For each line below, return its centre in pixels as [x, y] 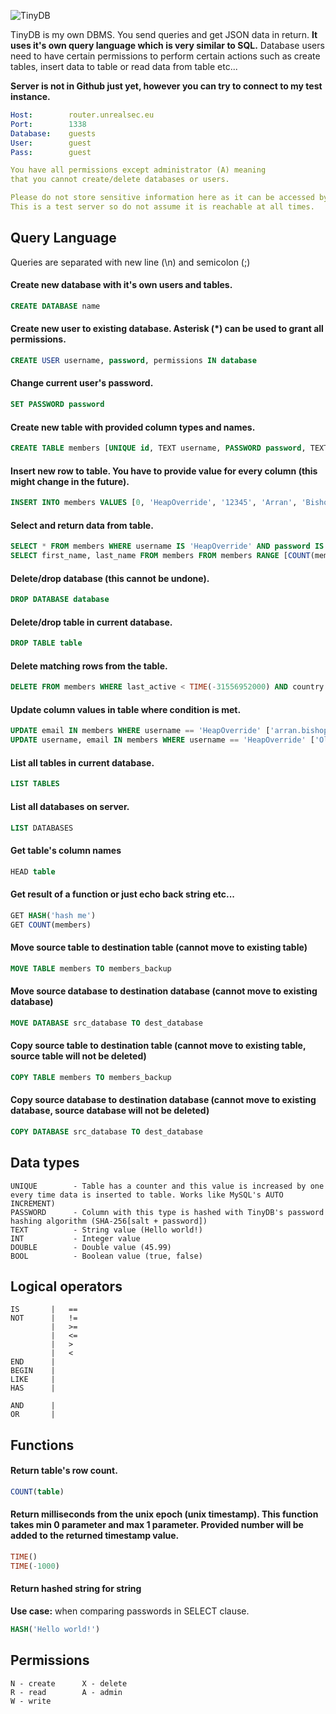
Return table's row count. [64, 1471]
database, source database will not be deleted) [110, 1111]
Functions [42, 1445]
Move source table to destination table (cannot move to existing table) [159, 947]
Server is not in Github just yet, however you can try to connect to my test [166, 86]
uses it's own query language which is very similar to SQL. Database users [167, 45]
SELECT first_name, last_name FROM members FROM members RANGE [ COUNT [160, 556]
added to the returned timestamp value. [95, 1536]
